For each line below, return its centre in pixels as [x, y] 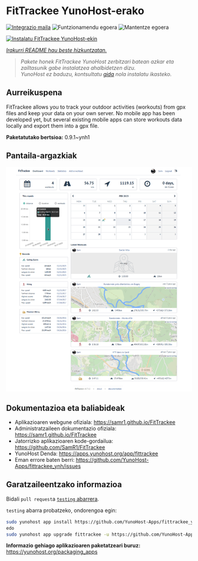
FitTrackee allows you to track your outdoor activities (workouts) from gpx [96, 107]
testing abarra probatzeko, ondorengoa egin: [62, 510]
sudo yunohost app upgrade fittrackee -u [58, 534]
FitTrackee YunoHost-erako [75, 11]
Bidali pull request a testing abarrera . [52, 499]
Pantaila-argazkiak [42, 156]
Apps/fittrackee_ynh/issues [48, 466]
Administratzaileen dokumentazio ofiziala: [65, 428]
